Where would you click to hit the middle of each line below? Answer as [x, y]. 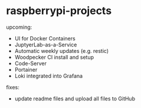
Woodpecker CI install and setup [54, 57]
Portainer [26, 69]
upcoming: [19, 27]
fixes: [13, 87]
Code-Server [31, 63]
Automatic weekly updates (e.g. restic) [62, 50]
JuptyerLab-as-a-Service [46, 45]
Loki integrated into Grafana [49, 76]
